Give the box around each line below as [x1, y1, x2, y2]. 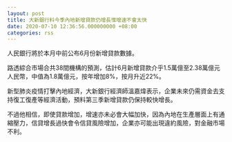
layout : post [7, 10, 45, 17]
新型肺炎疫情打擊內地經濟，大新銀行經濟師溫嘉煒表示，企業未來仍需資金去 [7, 87, 219, 95]
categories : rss [7, 29, 54, 37]
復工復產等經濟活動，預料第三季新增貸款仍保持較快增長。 [12, 96, 177, 104]
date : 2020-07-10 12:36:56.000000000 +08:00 [7, 23, 137, 30]
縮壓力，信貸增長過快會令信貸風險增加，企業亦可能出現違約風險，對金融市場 [7, 119, 225, 128]
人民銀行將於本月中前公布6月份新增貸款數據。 [7, 49, 138, 57]
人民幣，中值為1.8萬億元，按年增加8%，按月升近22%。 [7, 72, 166, 81]
